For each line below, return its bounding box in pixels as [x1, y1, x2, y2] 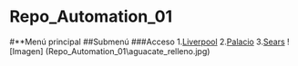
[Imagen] [9, 45, 44, 56]
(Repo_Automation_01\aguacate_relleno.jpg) [45, 45, 211, 56]
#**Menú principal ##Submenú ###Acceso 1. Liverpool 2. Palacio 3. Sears [9, 36, 285, 47]
